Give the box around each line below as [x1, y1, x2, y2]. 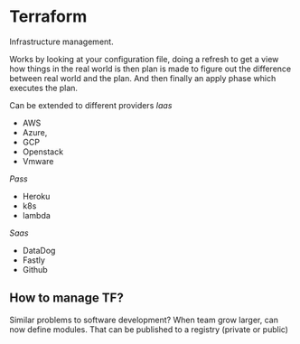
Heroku [22, 191, 51, 201]
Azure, [22, 126, 48, 137]
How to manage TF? [9, 291, 124, 306]
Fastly [22, 255, 45, 265]
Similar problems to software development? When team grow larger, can [9, 314, 278, 325]
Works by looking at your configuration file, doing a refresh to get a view [9, 53, 279, 64]
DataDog [22, 245, 56, 256]
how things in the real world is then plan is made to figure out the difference [9, 63, 292, 74]
